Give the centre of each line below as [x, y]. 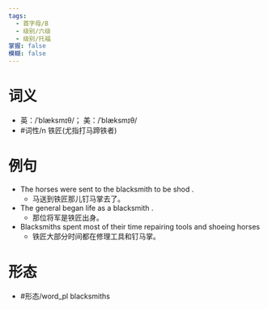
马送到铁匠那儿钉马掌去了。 [79, 199]
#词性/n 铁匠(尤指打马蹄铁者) [68, 130]
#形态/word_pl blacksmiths [65, 296]
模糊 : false [27, 54]
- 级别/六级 [33, 31]
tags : [17, 16]
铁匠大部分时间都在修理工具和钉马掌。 [96, 236]
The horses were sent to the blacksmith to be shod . [107, 189]
